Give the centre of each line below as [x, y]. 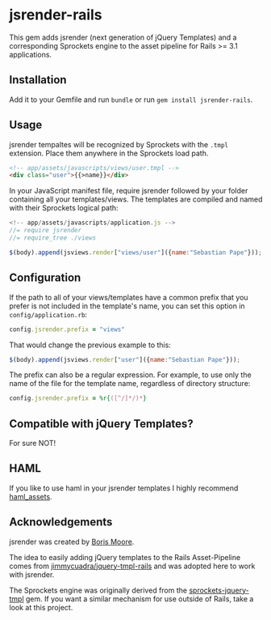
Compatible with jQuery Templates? [102, 424]
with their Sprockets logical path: [64, 208]
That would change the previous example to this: [90, 345]
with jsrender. [32, 574]
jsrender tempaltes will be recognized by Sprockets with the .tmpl [119, 144]
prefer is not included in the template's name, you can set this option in [127, 306]
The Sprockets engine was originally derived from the [98, 590]
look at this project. [41, 607]
